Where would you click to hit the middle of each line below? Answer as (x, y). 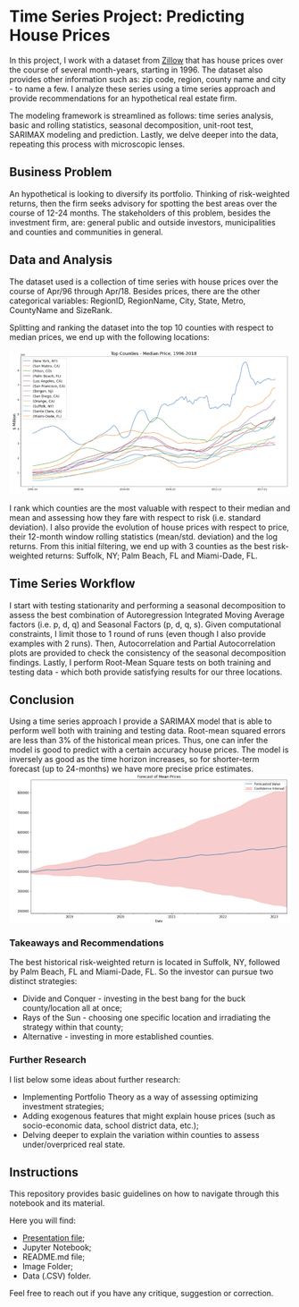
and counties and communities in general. (86, 232)
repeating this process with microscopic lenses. (97, 144)
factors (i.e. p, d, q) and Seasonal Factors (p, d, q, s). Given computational (145, 624)
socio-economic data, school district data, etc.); (110, 1125)
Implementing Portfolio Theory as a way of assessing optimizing (140, 1097)
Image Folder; (48, 1267)
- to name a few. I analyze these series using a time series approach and (142, 89)
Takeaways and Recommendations (87, 943)
